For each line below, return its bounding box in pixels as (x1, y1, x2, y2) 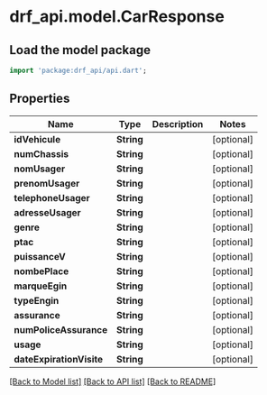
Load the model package (9, 42, 152, 58)
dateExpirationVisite (14, 353, 104, 365)
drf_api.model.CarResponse (9, 6, 226, 27)
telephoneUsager (14, 191, 90, 204)
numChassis (14, 147, 69, 160)
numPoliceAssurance (14, 323, 108, 335)
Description (152, 117, 204, 130)
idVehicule (14, 133, 61, 145)
